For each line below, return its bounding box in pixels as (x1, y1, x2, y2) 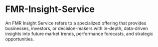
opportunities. (5, 36, 34, 42)
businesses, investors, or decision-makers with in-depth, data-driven (5, 25, 148, 31)
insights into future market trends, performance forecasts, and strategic (5, 30, 153, 36)
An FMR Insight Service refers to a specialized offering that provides (5, 20, 146, 26)
